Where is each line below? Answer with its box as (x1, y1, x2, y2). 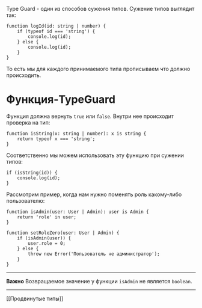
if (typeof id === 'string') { (17, 28, 96, 34)
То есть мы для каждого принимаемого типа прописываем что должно (6, 66, 191, 72)
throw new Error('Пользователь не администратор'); (28, 251, 161, 257)
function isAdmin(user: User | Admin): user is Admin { (6, 209, 149, 215)
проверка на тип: (6, 119, 50, 126)
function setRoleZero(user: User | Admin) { (6, 230, 120, 236)
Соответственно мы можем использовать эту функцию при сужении (6, 152, 185, 159)
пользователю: (6, 197, 45, 204)
